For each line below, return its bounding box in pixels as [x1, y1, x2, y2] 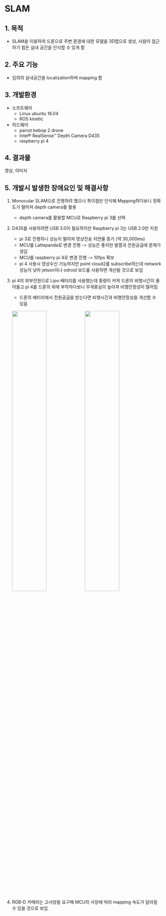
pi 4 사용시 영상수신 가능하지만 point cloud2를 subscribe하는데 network [19, 261, 162, 267]
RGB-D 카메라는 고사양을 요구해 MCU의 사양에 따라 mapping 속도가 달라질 [11, 899, 158, 905]
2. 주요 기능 [4, 60, 38, 69]
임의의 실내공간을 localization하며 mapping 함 [11, 74, 102, 80]
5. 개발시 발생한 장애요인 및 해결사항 [4, 183, 109, 192]
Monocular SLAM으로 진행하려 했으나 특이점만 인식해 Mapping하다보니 [11, 198, 152, 204]
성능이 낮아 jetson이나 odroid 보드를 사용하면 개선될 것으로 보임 [19, 267, 143, 273]
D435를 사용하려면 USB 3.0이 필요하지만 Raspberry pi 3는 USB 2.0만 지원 [11, 225, 159, 231]
